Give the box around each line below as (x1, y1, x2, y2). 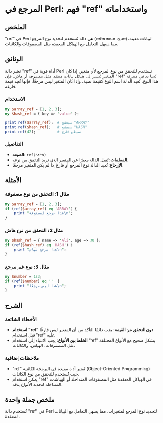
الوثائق (5, 55, 23, 63)
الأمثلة (5, 176, 22, 185)
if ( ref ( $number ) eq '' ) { (5, 279, 60, 284)
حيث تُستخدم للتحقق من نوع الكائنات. (12, 371, 80, 377)
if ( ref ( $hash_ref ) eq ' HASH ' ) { (5, 243, 73, 248)
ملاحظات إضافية (5, 355, 39, 362)
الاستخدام (5, 96, 26, 102)
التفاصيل (5, 140, 23, 147)
